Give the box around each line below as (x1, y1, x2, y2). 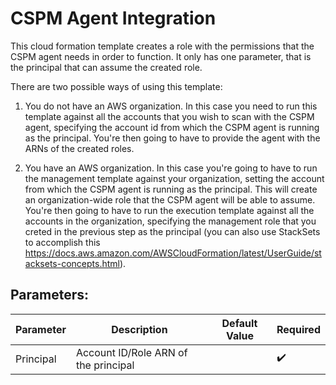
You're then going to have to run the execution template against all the (24, 204, 315, 216)
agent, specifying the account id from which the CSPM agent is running (24, 121, 320, 133)
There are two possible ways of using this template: (10, 80, 223, 92)
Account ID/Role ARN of (75, 345, 188, 359)
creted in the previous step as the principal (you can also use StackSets (24, 225, 321, 237)
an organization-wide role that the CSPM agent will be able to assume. (24, 193, 316, 206)
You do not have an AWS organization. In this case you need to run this (24, 100, 318, 112)
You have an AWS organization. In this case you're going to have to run (24, 162, 318, 174)
